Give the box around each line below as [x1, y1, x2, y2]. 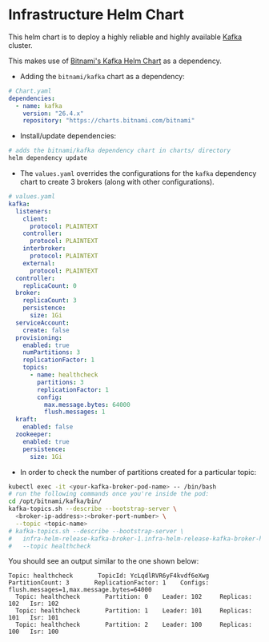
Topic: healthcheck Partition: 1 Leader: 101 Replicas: [15, 607, 252, 615]
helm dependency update [8, 154, 88, 162]
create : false [22, 326, 70, 334]
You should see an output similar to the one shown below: [8, 556, 199, 566]
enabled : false [22, 423, 74, 431]
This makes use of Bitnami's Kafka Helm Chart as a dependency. [8, 56, 222, 66]
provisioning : [15, 333, 62, 341]
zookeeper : [15, 430, 52, 439]
